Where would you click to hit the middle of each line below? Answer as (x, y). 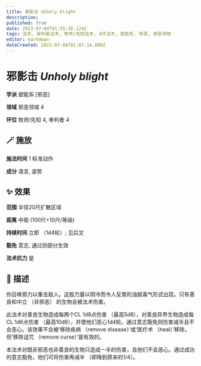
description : (22, 17)
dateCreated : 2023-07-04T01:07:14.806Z (56, 45)
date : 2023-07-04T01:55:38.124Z (46, 28)
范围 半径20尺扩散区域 (34, 208)
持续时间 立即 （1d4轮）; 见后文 (45, 233)
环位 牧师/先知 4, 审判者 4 (38, 120)
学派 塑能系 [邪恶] (28, 94)
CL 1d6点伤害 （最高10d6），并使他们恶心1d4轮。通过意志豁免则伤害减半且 (98, 322)
